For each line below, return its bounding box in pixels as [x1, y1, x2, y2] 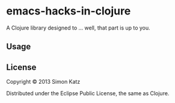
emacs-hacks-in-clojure [6, 4, 131, 18]
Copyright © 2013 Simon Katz [6, 78, 81, 86]
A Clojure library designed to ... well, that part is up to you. [6, 24, 150, 31]
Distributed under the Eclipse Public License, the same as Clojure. [6, 90, 170, 97]
